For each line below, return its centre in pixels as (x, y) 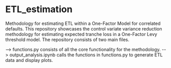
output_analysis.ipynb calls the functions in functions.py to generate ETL (86, 55)
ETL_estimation (39, 9)
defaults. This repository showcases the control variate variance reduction (84, 28)
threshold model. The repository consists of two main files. (67, 40)
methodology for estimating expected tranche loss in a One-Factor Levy (81, 34)
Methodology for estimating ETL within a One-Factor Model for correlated (83, 23)
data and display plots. (29, 60)
